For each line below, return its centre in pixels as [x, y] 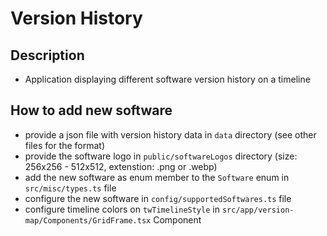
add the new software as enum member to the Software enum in [157, 177]
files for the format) [65, 145]
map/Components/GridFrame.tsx [88, 220]
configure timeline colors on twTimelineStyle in [122, 209]
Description [47, 55]
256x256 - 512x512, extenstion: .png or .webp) [121, 166]
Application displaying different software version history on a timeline [167, 79]
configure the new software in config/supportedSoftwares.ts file [158, 198]
